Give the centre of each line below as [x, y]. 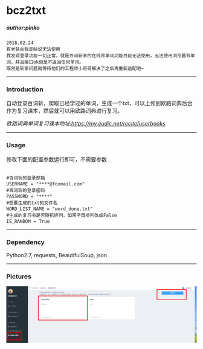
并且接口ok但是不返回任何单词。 [49, 62]
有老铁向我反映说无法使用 [33, 50]
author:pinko [23, 27]
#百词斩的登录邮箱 [26, 178]
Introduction [25, 89]
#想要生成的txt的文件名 [32, 203]
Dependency [26, 242]
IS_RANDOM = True [28, 221]
